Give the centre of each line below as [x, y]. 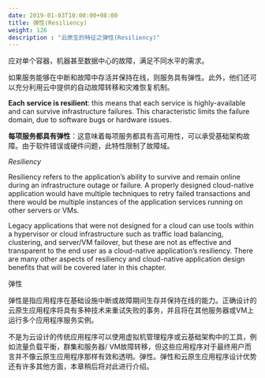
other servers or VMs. [44, 210]
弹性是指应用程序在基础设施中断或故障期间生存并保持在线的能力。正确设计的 [132, 301]
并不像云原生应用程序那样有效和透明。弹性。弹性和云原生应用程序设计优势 [136, 357]
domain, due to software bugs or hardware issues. [90, 120]
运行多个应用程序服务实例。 [53, 321]
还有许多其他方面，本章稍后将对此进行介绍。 [81, 366]
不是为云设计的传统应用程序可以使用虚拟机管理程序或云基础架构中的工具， [129, 337]
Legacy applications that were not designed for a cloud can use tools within [131, 226]
